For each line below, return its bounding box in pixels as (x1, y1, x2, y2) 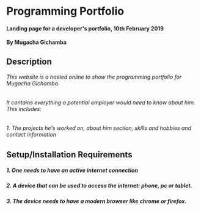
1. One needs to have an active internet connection (6, 166, 139, 174)
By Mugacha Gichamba (6, 38, 67, 46)
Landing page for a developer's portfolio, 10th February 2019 (6, 24, 164, 32)
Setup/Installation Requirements (6, 149, 133, 160)
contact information (6, 131, 57, 138)
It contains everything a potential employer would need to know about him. (6, 99, 196, 106)
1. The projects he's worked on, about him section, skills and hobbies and (6, 124, 191, 132)
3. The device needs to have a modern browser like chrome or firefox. (6, 197, 187, 205)
